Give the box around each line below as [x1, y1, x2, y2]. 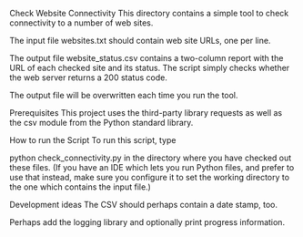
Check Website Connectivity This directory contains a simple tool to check [9, 8, 289, 18]
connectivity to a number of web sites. [9, 17, 154, 28]
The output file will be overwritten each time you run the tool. [9, 90, 238, 100]
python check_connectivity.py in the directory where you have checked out [9, 152, 292, 163]
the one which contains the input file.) [9, 181, 152, 192]
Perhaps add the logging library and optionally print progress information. [9, 217, 285, 227]
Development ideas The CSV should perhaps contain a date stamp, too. [9, 200, 278, 210]
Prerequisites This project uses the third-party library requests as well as [9, 108, 283, 118]
